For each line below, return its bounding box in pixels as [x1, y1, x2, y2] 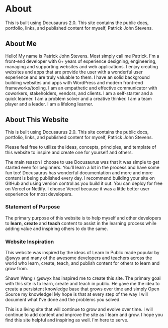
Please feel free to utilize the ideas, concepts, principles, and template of [5, 144, 156, 150]
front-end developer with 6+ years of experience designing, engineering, [5, 58, 157, 64]
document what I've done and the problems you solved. [5, 297, 121, 303]
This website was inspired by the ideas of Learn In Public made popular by [5, 250, 160, 256]
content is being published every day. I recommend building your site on [5, 175, 155, 181]
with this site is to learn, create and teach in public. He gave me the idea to [5, 281, 160, 287]
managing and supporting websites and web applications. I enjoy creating [5, 63, 158, 69]
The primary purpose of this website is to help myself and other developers [5, 214, 161, 221]
